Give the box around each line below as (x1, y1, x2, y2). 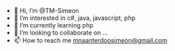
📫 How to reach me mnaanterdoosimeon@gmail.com (13, 37, 168, 44)
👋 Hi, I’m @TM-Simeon (13, 7, 80, 14)
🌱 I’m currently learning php (13, 21, 94, 29)
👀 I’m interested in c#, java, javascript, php (13, 14, 135, 22)
